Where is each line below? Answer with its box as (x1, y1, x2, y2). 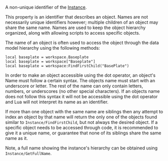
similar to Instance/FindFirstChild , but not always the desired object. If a (5, 119, 158, 125)
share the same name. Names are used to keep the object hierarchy (5, 25, 146, 31)
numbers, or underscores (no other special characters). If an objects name (5, 88, 160, 94)
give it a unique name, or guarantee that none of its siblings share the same (5, 130, 161, 136)
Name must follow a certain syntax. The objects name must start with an (5, 78, 155, 83)
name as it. (5, 135, 28, 141)
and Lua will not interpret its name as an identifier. (5, 99, 109, 105)
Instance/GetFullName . (5, 150, 52, 156)
